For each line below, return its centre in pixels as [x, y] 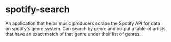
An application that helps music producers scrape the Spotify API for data [83, 23]
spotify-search [38, 9]
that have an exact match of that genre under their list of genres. [73, 34]
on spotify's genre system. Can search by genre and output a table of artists [86, 28]
